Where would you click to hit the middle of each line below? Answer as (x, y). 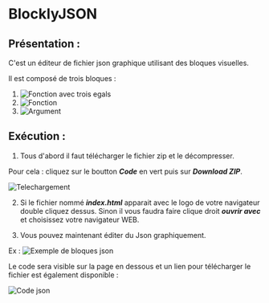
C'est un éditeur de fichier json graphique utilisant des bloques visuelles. (128, 63)
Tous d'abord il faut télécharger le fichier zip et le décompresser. (127, 156)
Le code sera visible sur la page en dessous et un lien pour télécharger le (130, 266)
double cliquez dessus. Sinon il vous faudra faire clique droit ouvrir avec (140, 211)
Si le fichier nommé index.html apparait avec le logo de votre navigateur (140, 203)
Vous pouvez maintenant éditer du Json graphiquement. (113, 235)
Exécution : (37, 136)
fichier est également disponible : (63, 275)
